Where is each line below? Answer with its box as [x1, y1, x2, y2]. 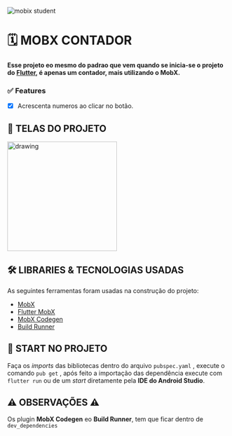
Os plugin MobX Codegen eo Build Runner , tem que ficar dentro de [7, 415, 203, 423]
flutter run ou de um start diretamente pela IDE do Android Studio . [7, 376, 205, 385]
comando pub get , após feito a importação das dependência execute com [7, 369, 223, 377]
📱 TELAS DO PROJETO [7, 123, 107, 135]
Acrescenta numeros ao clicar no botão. [17, 102, 134, 110]
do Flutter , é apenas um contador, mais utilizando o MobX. [7, 68, 181, 76]
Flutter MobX [17, 307, 55, 315]
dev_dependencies [7, 423, 58, 430]
